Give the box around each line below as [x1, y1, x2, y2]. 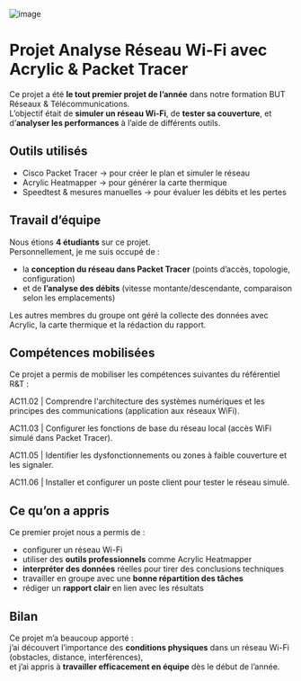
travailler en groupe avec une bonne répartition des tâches [22, 573, 244, 584]
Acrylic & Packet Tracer [9, 59, 189, 80]
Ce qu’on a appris [9, 503, 110, 518]
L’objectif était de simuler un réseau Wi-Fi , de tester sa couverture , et [9, 108, 272, 119]
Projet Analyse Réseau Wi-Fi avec [9, 40, 268, 60]
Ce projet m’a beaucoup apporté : [9, 632, 134, 643]
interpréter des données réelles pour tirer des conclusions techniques [22, 563, 285, 575]
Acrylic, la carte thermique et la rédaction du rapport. [9, 319, 207, 330]
